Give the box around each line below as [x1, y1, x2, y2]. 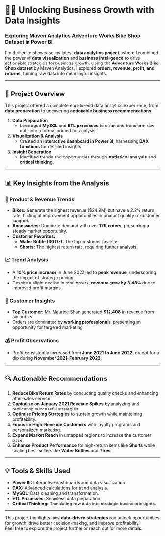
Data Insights [5, 15, 60, 26]
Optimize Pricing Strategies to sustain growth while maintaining [12, 411, 142, 417]
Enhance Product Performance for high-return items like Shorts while [12, 442, 155, 448]
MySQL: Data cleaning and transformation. [12, 490, 99, 496]
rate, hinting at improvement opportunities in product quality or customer [12, 212, 160, 218]
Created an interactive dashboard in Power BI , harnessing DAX [19, 138, 149, 144]
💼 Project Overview [5, 90, 65, 98]
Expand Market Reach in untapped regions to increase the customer [12, 432, 152, 438]
